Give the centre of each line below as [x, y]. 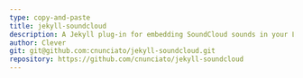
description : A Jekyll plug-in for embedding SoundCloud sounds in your [149, 34]
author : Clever [38, 43]
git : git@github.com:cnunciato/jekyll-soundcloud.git [113, 51]
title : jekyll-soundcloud [58, 26]
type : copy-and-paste [50, 17]
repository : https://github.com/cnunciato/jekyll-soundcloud [127, 59]
